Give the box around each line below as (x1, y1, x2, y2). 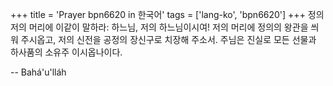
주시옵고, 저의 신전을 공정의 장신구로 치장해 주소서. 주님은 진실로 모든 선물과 (20, 34, 317, 45)
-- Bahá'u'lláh (10, 66, 67, 78)
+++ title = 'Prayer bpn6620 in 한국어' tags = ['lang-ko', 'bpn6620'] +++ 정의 (10, 9, 325, 20)
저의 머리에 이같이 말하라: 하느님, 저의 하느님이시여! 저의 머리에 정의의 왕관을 (10, 21, 309, 33)
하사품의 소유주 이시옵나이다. (10, 46, 123, 58)
